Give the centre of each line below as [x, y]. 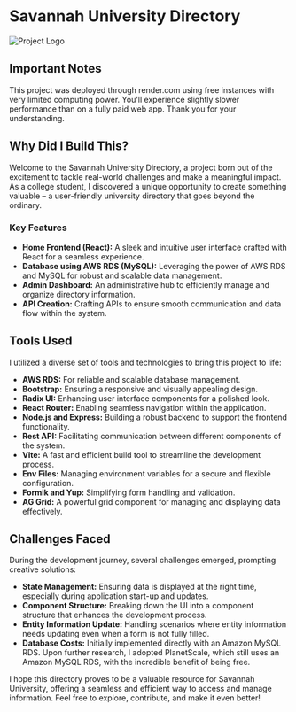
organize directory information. [78, 294]
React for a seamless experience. [83, 256]
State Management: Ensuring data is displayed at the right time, [139, 587]
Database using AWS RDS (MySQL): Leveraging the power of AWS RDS [154, 266]
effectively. [42, 511]
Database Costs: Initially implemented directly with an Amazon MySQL [152, 643]
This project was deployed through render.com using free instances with [142, 89]
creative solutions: [43, 569]
